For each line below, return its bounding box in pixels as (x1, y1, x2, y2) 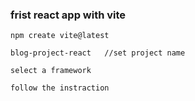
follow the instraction (10, 83, 110, 93)
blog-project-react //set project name (10, 48, 186, 58)
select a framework (10, 66, 92, 76)
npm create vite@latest (10, 31, 110, 41)
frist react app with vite (10, 8, 127, 22)
